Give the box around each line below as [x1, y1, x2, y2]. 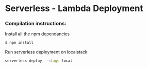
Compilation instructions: [5, 20, 66, 27]
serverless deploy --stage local [5, 58, 73, 63]
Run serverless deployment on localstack [5, 49, 88, 55]
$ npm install [5, 41, 34, 45]
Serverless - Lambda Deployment [5, 3, 144, 14]
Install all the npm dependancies [5, 31, 70, 37]
